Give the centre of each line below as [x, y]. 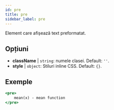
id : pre [13, 10]
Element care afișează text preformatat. [46, 33]
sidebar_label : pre [25, 19]
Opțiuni [17, 49]
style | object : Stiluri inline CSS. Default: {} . [57, 66]
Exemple [19, 82]
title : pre [16, 14]
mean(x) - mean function [40, 98]
